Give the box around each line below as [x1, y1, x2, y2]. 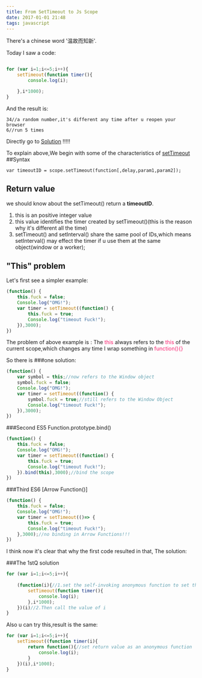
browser [6, 122, 26, 128]
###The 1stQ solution [6, 559, 60, 567]
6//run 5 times [6, 127, 44, 133]
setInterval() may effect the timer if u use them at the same [14, 237, 161, 244]
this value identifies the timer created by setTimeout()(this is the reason [14, 218, 192, 225]
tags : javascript [6, 20, 50, 26]
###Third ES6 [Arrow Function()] [6, 486, 88, 493]
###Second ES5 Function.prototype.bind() [6, 424, 111, 432]
